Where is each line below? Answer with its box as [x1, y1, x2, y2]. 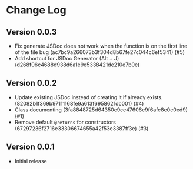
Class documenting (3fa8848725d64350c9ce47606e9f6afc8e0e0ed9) [14, 106, 188, 113]
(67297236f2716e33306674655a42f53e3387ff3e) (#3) [14, 124, 149, 132]
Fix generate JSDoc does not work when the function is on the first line [14, 42, 188, 49]
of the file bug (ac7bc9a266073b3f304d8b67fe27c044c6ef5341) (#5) [14, 49, 185, 56]
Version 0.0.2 [6, 78, 57, 88]
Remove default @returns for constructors [14, 119, 117, 126]
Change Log [6, 4, 66, 17]
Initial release [14, 157, 47, 164]
